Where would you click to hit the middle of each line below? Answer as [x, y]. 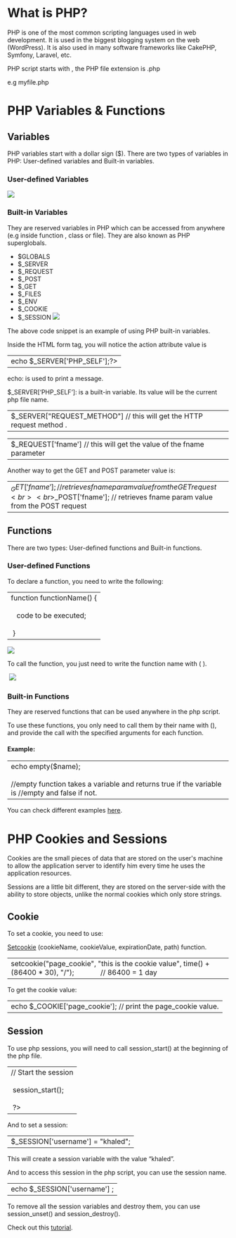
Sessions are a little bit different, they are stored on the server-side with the [117, 887]
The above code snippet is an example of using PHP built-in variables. [109, 331]
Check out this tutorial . [40, 1227]
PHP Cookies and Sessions [87, 839]
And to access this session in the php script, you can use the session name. [117, 1172]
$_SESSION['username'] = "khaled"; [71, 1141]
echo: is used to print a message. [55, 378]
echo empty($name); [46, 767]
